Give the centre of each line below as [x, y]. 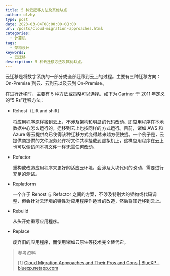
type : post [17, 19]
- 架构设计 [20, 48]
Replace [21, 231]
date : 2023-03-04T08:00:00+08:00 [41, 24]
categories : [18, 33]
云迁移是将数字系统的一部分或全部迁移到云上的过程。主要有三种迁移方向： [83, 77]
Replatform [24, 184]
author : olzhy [20, 15]
